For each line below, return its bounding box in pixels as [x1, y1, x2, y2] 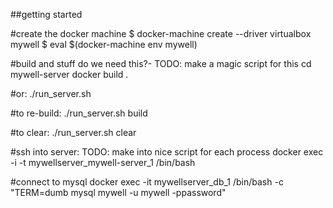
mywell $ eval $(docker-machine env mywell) [10, 39, 198, 50]
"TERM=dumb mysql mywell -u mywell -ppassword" [10, 187, 227, 198]
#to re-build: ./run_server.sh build [10, 107, 148, 119]
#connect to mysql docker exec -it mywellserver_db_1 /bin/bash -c [10, 176, 284, 188]
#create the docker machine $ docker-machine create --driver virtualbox [10, 28, 312, 39]
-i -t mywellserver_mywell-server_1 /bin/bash [10, 157, 196, 168]
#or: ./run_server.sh [10, 88, 92, 99]
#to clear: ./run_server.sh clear [10, 127, 137, 138]
